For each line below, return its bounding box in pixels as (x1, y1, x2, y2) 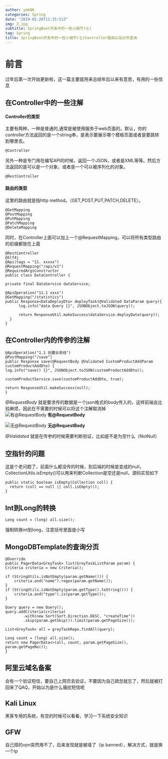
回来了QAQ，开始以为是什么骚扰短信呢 (5, 684, 85, 690)
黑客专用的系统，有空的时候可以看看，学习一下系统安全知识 (5, 713, 128, 719)
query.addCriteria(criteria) (5, 609, 66, 614)
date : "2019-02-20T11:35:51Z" (5, 17, 68, 22)
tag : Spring (5, 31, 30, 36)
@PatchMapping (5, 221, 35, 226)
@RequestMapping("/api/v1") (5, 264, 64, 269)
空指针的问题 (5, 449, 45, 458)
